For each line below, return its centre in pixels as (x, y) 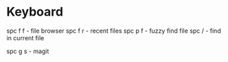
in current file (25, 37)
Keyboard (35, 12)
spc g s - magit (28, 51)
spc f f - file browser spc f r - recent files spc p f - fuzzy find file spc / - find (114, 31)
